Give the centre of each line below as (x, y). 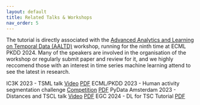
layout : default (26, 12)
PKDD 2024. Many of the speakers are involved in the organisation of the (96, 53)
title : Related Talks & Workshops (49, 17)
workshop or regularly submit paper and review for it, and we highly (90, 59)
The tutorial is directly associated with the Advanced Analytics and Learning (100, 40)
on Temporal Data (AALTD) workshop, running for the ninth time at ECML (96, 46)
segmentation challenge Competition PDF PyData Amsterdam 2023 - (91, 90)
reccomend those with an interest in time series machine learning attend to (99, 65)
